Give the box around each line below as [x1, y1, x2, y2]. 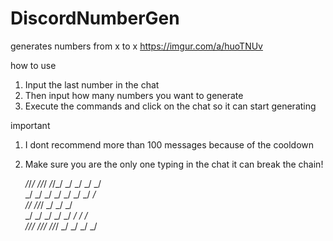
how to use [10, 59, 57, 71]
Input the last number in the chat [24, 78, 160, 91]
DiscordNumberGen [10, 7, 180, 30]
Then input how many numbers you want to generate [24, 89, 244, 101]
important [10, 119, 51, 131]
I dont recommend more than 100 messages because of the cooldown [24, 138, 315, 151]
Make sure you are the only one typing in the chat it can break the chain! [24, 158, 324, 170]
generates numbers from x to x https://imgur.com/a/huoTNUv [10, 40, 263, 52]
